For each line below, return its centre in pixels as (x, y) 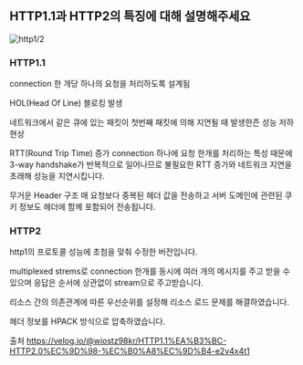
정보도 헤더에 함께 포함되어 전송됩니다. (87, 207)
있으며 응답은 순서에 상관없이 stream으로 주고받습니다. (106, 283)
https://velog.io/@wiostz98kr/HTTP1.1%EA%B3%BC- (126, 341)
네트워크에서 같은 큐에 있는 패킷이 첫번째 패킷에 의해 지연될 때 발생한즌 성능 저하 (152, 122)
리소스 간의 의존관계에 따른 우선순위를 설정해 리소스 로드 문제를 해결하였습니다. (150, 302)
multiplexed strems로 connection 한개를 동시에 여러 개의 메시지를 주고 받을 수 (150, 271)
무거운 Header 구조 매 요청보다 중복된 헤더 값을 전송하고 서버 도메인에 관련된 (146, 195)
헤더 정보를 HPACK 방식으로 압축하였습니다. (88, 321)
